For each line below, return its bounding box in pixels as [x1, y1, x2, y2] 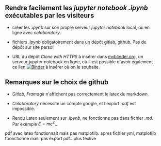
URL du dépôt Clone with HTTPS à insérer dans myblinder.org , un [12, 54, 144, 59]
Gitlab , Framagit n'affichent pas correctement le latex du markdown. [12, 91, 149, 97]
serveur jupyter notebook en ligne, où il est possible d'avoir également [12, 58, 153, 65]
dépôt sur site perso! [12, 44, 54, 50]
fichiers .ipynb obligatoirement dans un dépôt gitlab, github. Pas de [12, 39, 146, 45]
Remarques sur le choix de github [5, 78, 109, 87]
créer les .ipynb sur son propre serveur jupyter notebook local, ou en [12, 24, 150, 30]
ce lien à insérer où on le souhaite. [12, 64, 100, 70]
